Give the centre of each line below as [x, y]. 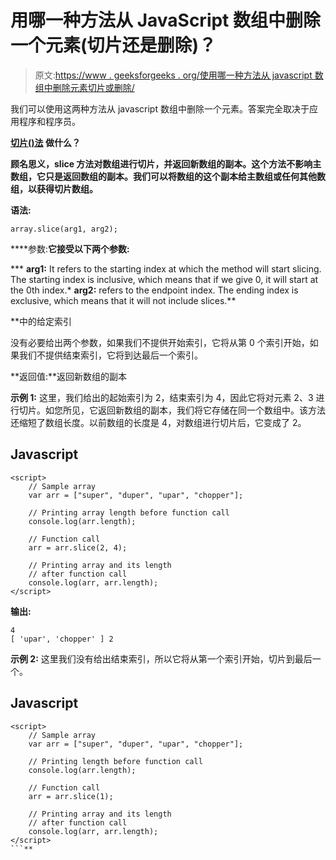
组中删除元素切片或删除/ [84, 87]
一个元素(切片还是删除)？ [113, 45]
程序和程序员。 [49, 121]
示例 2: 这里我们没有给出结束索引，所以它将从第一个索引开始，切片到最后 [161, 658]
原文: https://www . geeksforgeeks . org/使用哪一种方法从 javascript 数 [179, 75]
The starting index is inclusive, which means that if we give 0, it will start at [164, 279]
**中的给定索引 [41, 321]
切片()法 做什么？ [45, 142]
